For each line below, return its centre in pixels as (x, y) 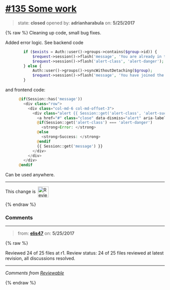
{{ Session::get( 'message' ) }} (70, 146)
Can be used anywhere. (30, 175)
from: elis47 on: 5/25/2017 (46, 233)
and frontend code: (25, 90)
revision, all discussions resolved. (40, 259)
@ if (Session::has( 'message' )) (50, 99)
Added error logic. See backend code (44, 42)
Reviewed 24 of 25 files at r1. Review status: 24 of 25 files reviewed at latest (84, 253)
